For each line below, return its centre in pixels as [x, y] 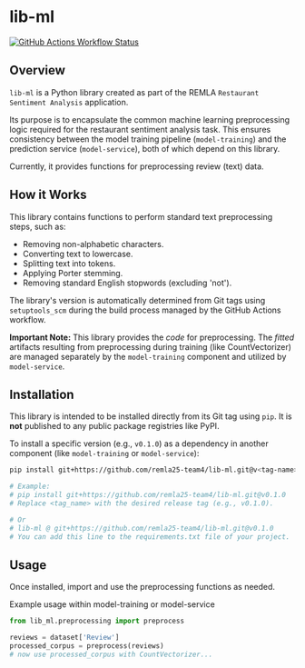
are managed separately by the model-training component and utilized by [148, 356]
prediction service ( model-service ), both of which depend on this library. [145, 148]
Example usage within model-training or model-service [112, 604]
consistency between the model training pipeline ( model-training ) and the [148, 139]
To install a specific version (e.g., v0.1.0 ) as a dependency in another [139, 444]
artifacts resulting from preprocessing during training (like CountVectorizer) [151, 346]
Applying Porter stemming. [73, 273]
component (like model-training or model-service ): [104, 454]
